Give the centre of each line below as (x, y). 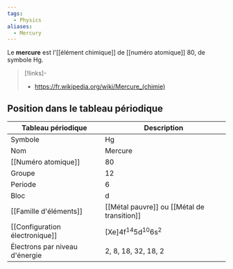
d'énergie (26, 255)
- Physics (27, 20)
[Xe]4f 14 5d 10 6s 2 (133, 231)
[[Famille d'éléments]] (47, 212)
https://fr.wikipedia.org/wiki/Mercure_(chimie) (100, 86)
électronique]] (34, 236)
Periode (24, 185)
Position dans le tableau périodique (85, 108)
